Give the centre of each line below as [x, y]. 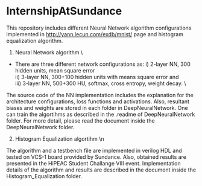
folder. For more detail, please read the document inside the [80, 120]
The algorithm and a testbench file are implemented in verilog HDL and [94, 150]
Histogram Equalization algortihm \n [59, 139]
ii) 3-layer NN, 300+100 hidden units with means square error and [97, 77]
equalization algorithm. [35, 40]
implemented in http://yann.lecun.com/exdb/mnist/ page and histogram [95, 34]
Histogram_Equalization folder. [44, 176]
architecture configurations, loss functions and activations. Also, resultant [98, 101]
